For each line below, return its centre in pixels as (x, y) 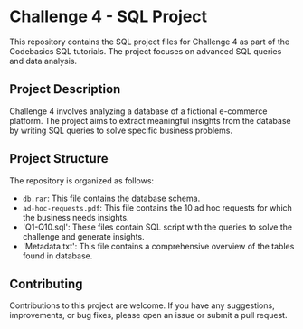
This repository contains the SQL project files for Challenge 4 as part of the (150, 42)
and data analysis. (43, 61)
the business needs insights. (76, 217)
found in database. (57, 256)
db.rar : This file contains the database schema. (111, 198)
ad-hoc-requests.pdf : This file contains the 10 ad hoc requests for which (157, 207)
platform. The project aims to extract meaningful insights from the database (150, 120)
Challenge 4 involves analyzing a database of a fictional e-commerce (138, 111)
